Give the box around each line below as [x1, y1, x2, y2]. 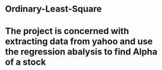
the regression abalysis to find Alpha [5, 46, 158, 57]
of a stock [5, 57, 46, 68]
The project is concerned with [5, 26, 129, 37]
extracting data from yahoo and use [5, 36, 153, 47]
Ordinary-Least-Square [5, 3, 102, 15]
